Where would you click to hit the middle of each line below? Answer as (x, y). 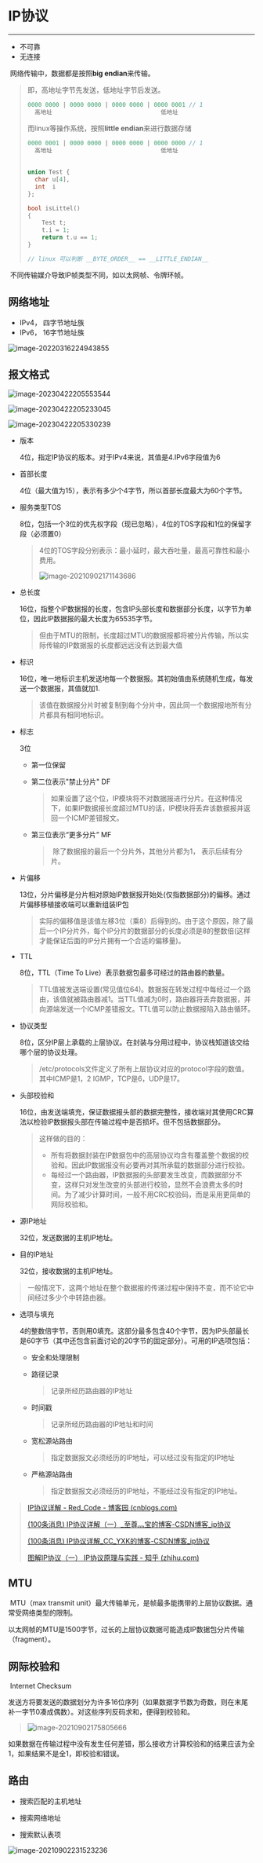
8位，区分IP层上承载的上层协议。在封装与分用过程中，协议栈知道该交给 (135, 1042)
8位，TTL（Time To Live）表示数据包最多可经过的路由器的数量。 (124, 973)
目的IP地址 (36, 1254)
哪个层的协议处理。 (50, 1052)
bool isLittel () (54, 208)
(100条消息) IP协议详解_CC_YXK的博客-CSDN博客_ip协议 (118, 1541)
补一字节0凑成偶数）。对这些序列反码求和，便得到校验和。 (101, 1712)
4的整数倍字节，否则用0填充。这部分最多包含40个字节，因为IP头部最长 (134, 1331)
